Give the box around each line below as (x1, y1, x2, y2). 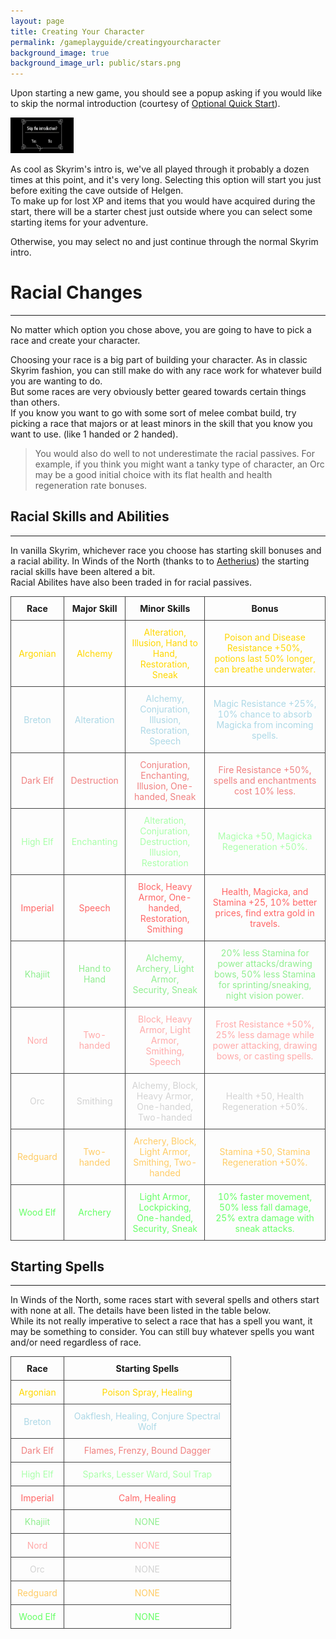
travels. (249, 918, 280, 930)
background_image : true (10, 48, 110, 58)
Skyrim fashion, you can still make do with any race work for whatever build (10, 364, 322, 376)
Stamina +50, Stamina (219, 1145, 311, 1157)
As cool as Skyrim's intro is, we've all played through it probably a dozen (10, 163, 310, 175)
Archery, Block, (133, 1135, 197, 1147)
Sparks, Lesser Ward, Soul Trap (82, 1468, 213, 1480)
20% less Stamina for (220, 946, 310, 959)
